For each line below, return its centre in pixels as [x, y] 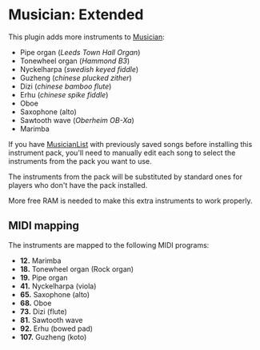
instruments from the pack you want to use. [80, 161]
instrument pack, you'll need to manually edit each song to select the [122, 153]
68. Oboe [36, 303]
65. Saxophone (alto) [55, 294]
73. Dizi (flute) [44, 311]
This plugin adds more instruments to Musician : [87, 37]
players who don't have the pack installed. [78, 185]
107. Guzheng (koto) [53, 336]
